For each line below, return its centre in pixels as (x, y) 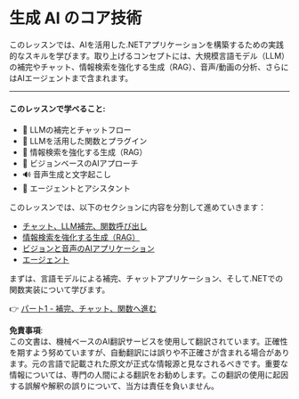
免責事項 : (26, 330)
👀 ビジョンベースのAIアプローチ (80, 163)
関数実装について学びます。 (60, 289)
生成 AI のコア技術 (76, 18)
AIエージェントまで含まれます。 (75, 77)
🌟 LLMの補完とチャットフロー (77, 130)
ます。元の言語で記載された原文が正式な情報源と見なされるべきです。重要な (149, 364)
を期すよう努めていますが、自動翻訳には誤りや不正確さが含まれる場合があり (149, 353)
